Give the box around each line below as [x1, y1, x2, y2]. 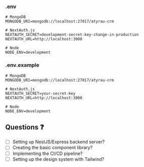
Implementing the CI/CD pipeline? [12, 150, 83, 156]
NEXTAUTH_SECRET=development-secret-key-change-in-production [5, 32, 139, 37]
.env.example [5, 62, 39, 69]
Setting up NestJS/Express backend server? [12, 139, 105, 145]
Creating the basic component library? [12, 145, 93, 151]
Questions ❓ [5, 122, 44, 132]
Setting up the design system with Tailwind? [12, 156, 105, 162]
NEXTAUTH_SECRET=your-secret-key [5, 91, 76, 96]
